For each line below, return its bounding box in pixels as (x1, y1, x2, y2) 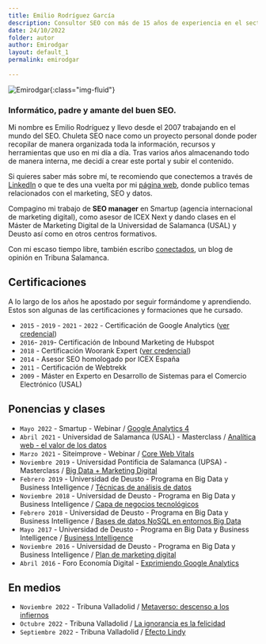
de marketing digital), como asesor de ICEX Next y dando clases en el (8, 212, 236, 222)
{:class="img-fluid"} (49, 85, 116, 94)
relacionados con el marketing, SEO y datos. (8, 189, 153, 198)
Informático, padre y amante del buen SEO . (8, 105, 177, 116)
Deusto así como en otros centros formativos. (8, 229, 158, 238)
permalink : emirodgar (8, 56, 80, 64)
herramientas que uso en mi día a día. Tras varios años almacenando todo (8, 148, 249, 158)
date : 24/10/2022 (8, 26, 66, 34)
